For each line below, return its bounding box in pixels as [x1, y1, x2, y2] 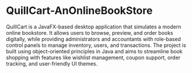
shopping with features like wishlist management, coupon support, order [6, 54, 181, 61]
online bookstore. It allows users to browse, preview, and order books [6, 29, 173, 36]
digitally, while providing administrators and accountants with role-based [6, 35, 181, 42]
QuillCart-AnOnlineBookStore [6, 4, 153, 17]
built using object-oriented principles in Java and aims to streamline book [6, 48, 183, 54]
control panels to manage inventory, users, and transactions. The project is [6, 42, 187, 49]
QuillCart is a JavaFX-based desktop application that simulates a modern [6, 23, 181, 30]
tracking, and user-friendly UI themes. [6, 60, 98, 67]
